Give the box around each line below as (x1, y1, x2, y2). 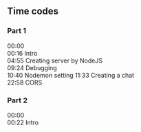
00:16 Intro (7, 49, 38, 57)
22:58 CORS (7, 78, 43, 87)
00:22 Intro (7, 118, 39, 126)
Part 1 (7, 26, 26, 36)
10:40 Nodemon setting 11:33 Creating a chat (7, 71, 135, 79)
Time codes (7, 5, 59, 17)
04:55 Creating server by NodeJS (7, 56, 103, 65)
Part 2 (7, 96, 28, 105)
